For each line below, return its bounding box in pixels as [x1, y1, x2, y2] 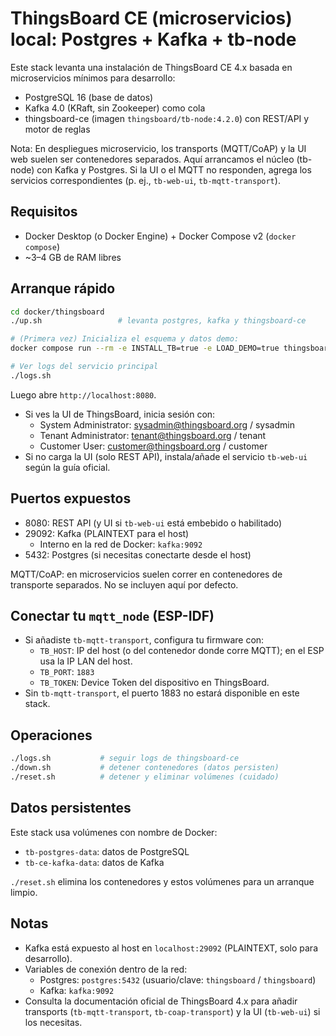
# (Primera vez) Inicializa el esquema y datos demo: [10, 334, 240, 344]
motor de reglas [24, 123, 91, 135]
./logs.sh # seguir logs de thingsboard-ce [10, 753, 240, 764]
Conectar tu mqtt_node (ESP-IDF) [10, 608, 215, 625]
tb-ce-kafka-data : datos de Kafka [24, 856, 165, 868]
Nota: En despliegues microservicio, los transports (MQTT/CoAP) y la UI [10, 142, 307, 154]
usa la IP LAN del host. [39, 655, 133, 667]
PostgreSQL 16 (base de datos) [24, 91, 154, 103]
